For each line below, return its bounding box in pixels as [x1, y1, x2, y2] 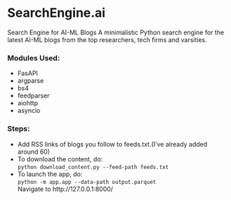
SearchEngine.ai [7, 5, 106, 21]
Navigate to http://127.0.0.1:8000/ [17, 185, 114, 193]
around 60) [17, 147, 51, 156]
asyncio [17, 107, 41, 115]
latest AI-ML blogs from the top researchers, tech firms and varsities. [7, 35, 207, 44]
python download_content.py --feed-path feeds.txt [17, 164, 169, 171]
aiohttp [17, 99, 39, 107]
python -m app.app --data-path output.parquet [17, 178, 157, 185]
